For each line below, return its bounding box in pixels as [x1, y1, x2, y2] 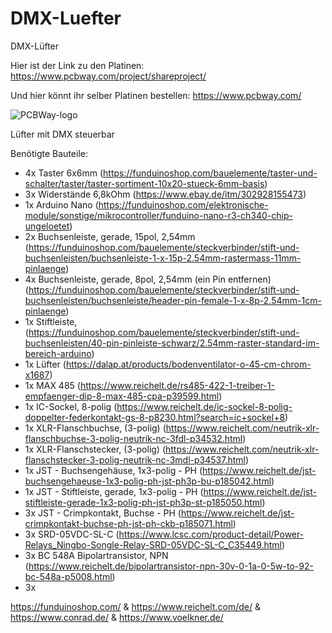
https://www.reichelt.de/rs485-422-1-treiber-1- [79, 379, 275, 391]
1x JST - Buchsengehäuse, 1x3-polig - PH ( [24, 464, 203, 476]
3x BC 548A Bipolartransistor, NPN [24, 549, 169, 561]
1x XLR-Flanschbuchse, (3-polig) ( [24, 422, 167, 434]
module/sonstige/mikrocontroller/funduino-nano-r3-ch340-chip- [24, 209, 293, 221]
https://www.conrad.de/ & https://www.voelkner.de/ [10, 611, 224, 623]
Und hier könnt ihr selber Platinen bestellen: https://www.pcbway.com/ [10, 89, 302, 101]
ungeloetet [24, 220, 70, 232]
